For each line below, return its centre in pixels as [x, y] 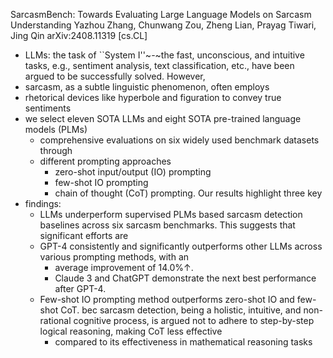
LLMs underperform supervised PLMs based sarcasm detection [171, 214]
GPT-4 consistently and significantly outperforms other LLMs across [181, 246]
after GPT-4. [80, 288]
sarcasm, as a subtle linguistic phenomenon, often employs [147, 87]
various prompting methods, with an [114, 257]
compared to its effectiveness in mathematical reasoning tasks [183, 342]
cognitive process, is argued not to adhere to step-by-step [194, 320]
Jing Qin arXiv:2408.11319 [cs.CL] [79, 35]
